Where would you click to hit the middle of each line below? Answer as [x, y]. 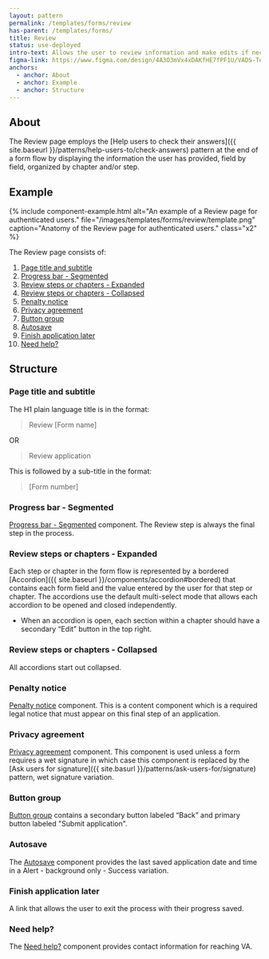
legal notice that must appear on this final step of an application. [115, 713]
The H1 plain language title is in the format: [79, 409]
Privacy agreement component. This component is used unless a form [125, 752]
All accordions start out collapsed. [65, 667]
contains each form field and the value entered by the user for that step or [131, 588]
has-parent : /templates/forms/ [61, 30]
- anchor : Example [47, 82]
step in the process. [42, 533]
